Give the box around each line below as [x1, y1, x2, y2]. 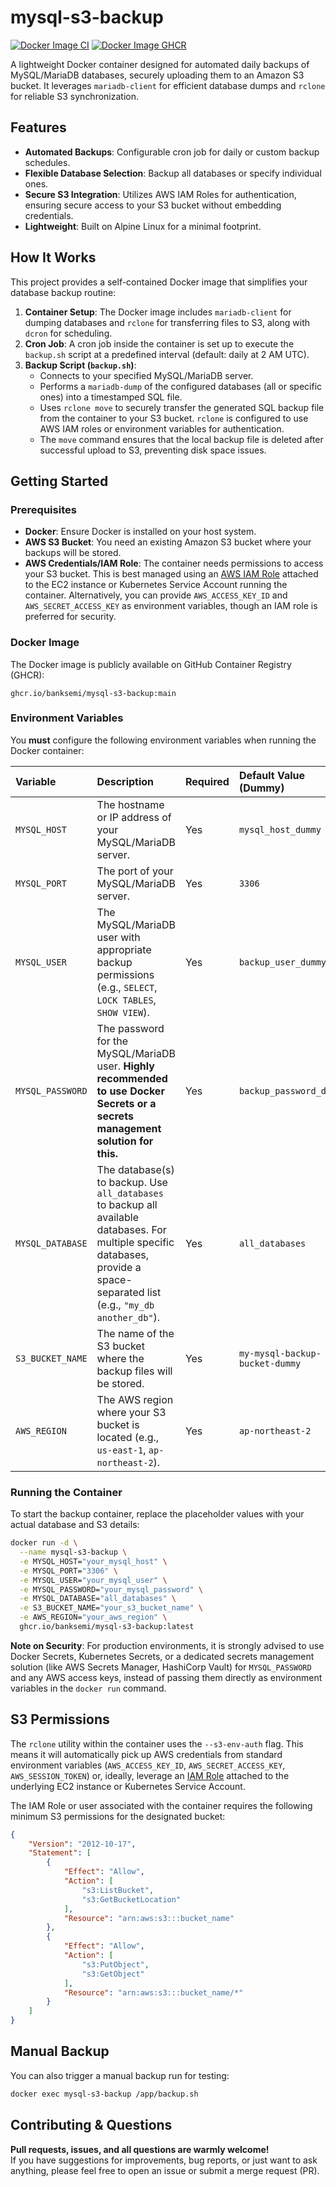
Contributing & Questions [10, 2117, 173, 2134]
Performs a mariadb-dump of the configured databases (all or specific [39, 380, 323, 392]
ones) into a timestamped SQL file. [39, 391, 183, 403]
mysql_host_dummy [238, 824, 322, 835]
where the [96, 1351, 145, 1365]
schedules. [24, 156, 71, 168]
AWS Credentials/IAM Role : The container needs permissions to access [24, 557, 324, 570]
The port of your [96, 864, 174, 878]
